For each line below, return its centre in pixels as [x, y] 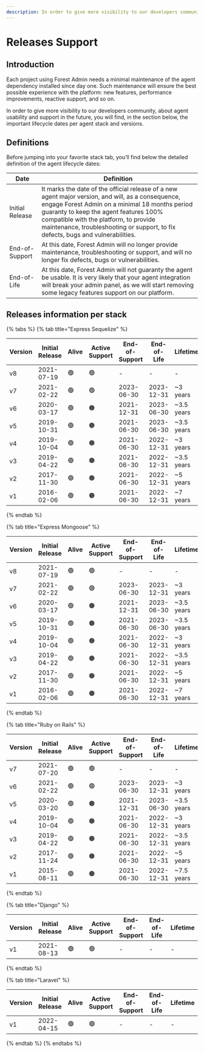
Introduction [30, 65]
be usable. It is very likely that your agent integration [116, 277]
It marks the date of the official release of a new [110, 189]
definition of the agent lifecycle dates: [54, 164]
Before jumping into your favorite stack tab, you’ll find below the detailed [97, 157]
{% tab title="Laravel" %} [38, 980]
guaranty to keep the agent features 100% [103, 212]
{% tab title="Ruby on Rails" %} [46, 725]
